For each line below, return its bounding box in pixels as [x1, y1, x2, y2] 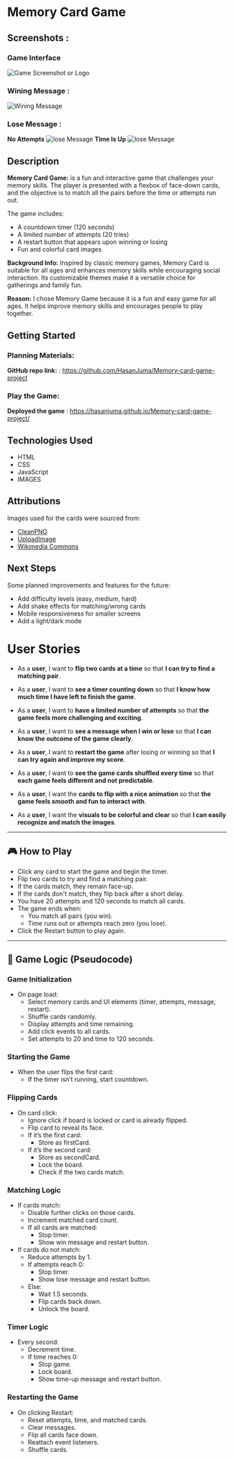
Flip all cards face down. [27, 1430, 99, 1439]
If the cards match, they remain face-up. [17, 883, 134, 891]
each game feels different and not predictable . [17, 776, 155, 784]
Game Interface [7, 53, 61, 63]
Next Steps [7, 563, 56, 574]
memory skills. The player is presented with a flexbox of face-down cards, [7, 181, 221, 190]
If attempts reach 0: [27, 1260, 85, 1269]
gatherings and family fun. [7, 281, 83, 289]
